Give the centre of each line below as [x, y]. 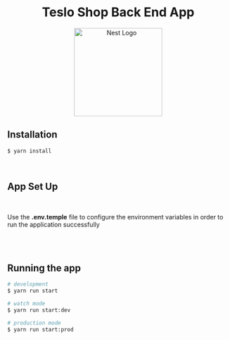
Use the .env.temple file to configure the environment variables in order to [115, 217]
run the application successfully [53, 225]
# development [28, 284]
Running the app [44, 268]
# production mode [34, 323]
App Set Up [33, 187]
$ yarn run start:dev [39, 310]
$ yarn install [30, 151]
